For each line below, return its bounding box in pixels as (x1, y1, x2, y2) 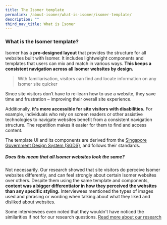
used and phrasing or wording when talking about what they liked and (5, 193, 150, 199)
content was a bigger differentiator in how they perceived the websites (5, 183, 157, 189)
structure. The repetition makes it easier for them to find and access (5, 122, 147, 128)
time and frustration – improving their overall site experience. (5, 96, 132, 102)
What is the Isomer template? (5, 38, 79, 45)
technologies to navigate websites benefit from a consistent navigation (5, 117, 152, 123)
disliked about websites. (5, 199, 55, 205)
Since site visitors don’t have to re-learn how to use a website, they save (5, 90, 156, 96)
